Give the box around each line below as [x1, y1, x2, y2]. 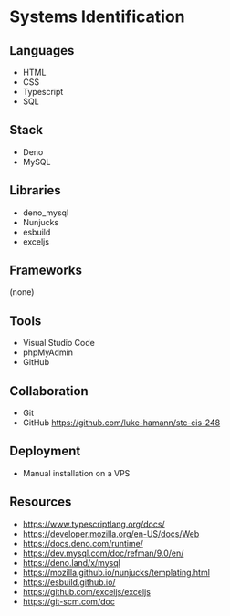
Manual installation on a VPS [22, 467, 131, 478]
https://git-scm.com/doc [22, 596, 116, 607]
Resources [9, 495, 72, 510]
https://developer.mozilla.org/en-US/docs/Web [22, 527, 200, 539]
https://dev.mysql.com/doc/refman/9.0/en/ [22, 548, 184, 559]
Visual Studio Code [22, 338, 96, 349]
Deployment [9, 444, 81, 459]
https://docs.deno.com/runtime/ [22, 538, 144, 548]
